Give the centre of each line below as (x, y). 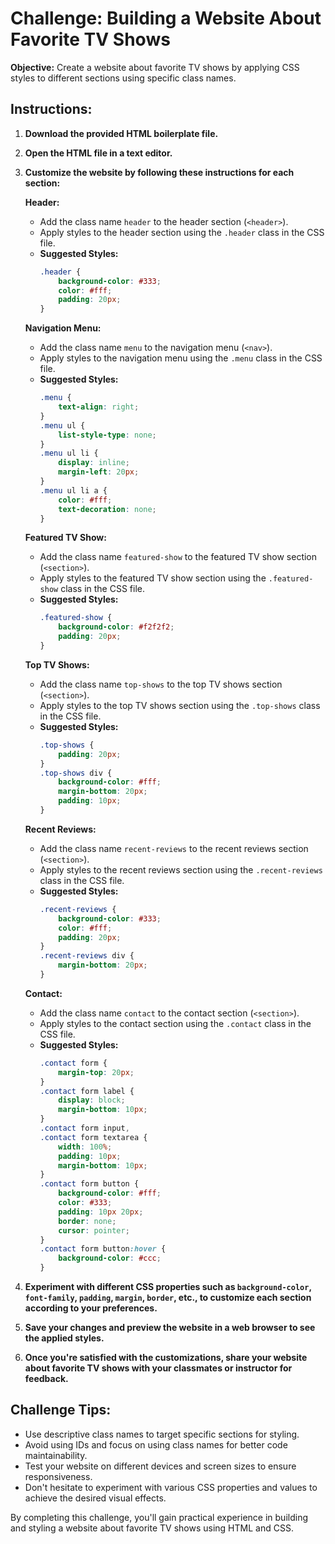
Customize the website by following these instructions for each (159, 172)
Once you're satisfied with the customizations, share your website (166, 1357)
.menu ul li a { (73, 490)
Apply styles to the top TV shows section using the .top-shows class (180, 705)
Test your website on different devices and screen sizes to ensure (160, 1466)
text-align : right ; (99, 407)
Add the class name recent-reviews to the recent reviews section (174, 848)
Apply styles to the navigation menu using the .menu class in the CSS (181, 358)
